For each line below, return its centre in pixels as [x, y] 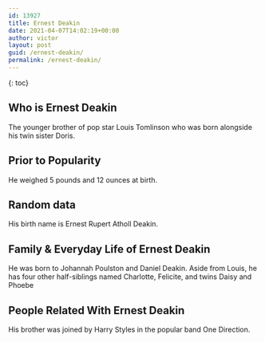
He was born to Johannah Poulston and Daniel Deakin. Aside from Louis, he [133, 269]
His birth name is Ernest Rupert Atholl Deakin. [83, 224]
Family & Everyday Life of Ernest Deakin [109, 249]
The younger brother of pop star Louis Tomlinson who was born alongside [131, 127]
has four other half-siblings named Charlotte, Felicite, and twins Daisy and [130, 277]
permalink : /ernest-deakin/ [55, 61]
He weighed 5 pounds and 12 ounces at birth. [83, 179]
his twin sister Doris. [42, 136]
